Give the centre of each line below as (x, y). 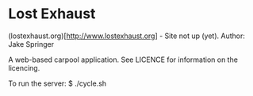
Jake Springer (31, 44)
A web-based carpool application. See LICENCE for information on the (123, 60)
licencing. (24, 67)
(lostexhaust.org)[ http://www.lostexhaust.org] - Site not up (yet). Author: (127, 36)
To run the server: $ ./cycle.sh (57, 83)
